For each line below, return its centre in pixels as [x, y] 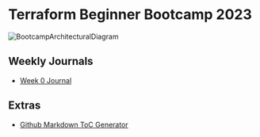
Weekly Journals [51, 61]
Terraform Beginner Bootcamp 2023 [130, 15]
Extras [25, 106]
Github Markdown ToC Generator [74, 124]
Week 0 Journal [46, 80]
